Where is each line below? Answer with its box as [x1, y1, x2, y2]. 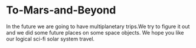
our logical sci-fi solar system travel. [6, 35, 95, 42]
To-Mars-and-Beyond [6, 4, 116, 17]
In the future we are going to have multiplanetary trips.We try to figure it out [6, 23, 190, 30]
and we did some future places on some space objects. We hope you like [6, 29, 184, 36]
